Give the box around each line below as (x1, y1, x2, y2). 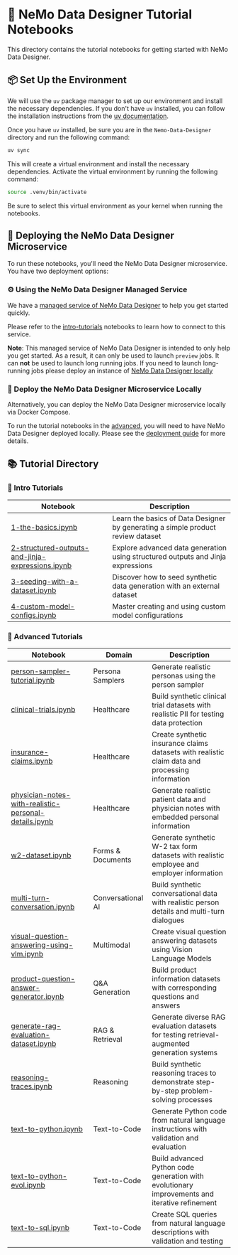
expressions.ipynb (11, 560, 72, 570)
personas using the (152, 671, 216, 680)
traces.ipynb (11, 1081, 53, 1091)
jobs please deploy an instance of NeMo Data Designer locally (31, 366, 213, 375)
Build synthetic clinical (152, 691, 227, 701)
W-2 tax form (152, 841, 198, 851)
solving (152, 1094, 176, 1104)
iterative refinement (152, 1197, 217, 1207)
